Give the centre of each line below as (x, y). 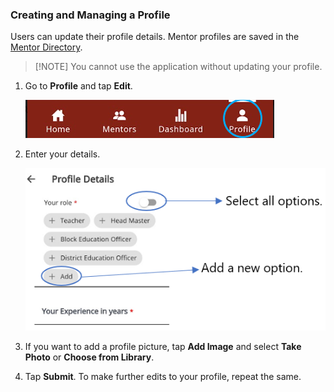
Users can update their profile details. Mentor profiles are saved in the (155, 37)
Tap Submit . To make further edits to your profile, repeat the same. (163, 376)
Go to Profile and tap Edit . (78, 86)
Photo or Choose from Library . (89, 357)
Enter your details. (62, 154)
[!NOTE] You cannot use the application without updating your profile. (178, 67)
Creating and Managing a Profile (90, 15)
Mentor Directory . (46, 47)
